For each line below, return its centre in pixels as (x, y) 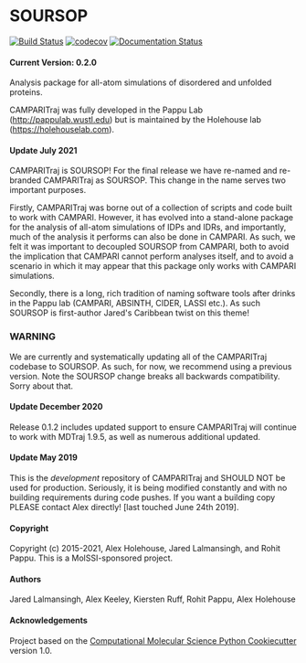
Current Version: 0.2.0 (53, 62)
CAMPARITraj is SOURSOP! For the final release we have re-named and (143, 171)
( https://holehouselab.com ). (62, 130)
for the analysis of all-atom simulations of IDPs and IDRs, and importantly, (148, 227)
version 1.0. (31, 650)
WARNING (33, 337)
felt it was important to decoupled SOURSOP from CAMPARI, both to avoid (149, 247)
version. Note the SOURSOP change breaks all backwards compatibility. (145, 376)
